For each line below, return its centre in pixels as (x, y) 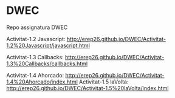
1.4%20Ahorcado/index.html (42, 82)
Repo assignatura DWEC (37, 27)
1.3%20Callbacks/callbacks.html (47, 64)
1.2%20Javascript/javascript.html (48, 45)
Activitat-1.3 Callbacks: (35, 57)
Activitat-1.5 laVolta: (104, 82)
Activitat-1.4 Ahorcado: (35, 75)
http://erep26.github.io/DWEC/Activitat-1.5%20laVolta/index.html (87, 88)
